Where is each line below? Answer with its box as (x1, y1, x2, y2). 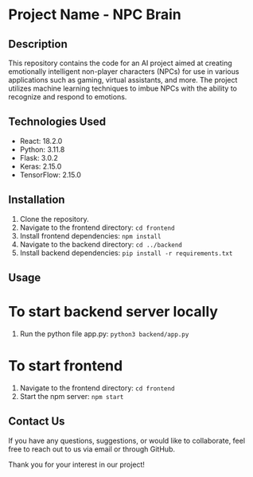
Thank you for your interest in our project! (8, 460, 146, 469)
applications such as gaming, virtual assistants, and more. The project (8, 76, 238, 84)
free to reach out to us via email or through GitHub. (8, 444, 175, 454)
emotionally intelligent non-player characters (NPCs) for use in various (8, 67, 239, 76)
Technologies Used (8, 115, 106, 129)
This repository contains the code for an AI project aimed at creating (8, 58, 232, 68)
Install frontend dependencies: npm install (19, 231, 162, 240)
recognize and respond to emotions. (8, 92, 127, 101)
